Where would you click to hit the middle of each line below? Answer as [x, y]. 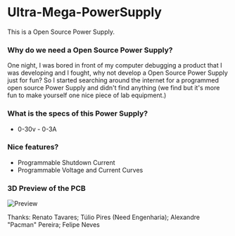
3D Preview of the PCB [46, 188]
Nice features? [33, 147]
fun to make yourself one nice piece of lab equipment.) [87, 95]
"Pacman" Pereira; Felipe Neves [53, 225]
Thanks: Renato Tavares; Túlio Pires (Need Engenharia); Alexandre [104, 217]
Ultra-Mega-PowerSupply [84, 12]
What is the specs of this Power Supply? [78, 113]
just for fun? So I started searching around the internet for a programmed [113, 80]
